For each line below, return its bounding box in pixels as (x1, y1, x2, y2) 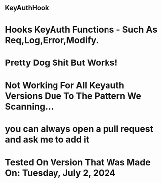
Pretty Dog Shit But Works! (5, 57, 118, 68)
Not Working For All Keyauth (5, 79, 125, 91)
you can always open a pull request (5, 123, 154, 135)
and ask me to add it (5, 134, 90, 145)
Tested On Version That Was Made (5, 157, 151, 168)
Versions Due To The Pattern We (5, 90, 141, 101)
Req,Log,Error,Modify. (5, 34, 99, 46)
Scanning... (5, 101, 54, 112)
